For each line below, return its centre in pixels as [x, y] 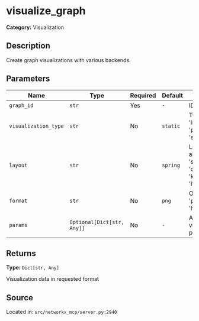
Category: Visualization [35, 27]
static [171, 126]
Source [20, 298]
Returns [21, 253]
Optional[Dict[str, [97, 222]
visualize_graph [46, 11]
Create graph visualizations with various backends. [69, 60]
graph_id [21, 105]
